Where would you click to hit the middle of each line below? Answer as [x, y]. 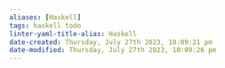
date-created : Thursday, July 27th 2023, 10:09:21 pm [111, 42]
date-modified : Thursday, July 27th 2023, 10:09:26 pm [113, 50]
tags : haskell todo [45, 26]
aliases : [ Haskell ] [45, 17]
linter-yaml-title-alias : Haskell [73, 34]
